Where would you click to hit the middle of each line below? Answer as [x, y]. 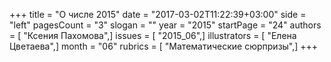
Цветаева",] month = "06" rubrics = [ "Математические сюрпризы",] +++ [164, 46]
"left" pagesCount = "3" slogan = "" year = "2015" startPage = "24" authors [165, 25]
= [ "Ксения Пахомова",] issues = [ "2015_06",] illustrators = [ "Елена [153, 35]
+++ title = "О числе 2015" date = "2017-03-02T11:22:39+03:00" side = [158, 14]
